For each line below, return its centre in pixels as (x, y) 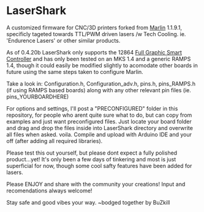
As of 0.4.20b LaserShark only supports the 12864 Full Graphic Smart (94, 52)
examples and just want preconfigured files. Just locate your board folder (99, 121)
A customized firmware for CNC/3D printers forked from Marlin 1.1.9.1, (94, 27)
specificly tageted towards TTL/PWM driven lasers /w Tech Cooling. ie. (96, 34)
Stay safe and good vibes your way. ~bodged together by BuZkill (88, 202)
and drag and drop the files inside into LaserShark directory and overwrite (100, 128)
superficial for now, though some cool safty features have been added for (99, 166)
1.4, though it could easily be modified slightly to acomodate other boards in (102, 65)
